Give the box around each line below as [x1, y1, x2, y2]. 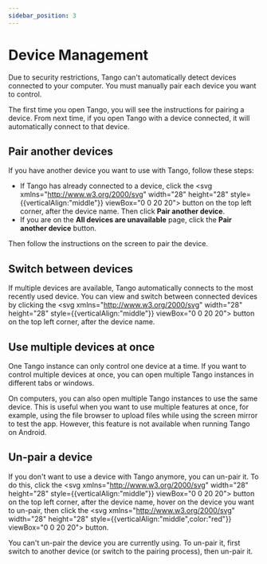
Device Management [8, 45, 149, 64]
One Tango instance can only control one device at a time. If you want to [8, 362, 247, 370]
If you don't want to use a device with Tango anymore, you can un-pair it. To [8, 472, 259, 481]
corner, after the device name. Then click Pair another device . [19, 206, 226, 216]
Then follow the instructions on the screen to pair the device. [8, 239, 209, 249]
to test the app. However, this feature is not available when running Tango [8, 419, 250, 429]
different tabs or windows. [8, 378, 95, 387]
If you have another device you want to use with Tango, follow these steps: [8, 166, 254, 175]
